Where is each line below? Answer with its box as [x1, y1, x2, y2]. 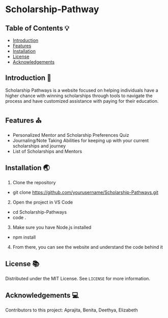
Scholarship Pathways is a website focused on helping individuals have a [5, 87, 158, 93]
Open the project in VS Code [12, 199, 73, 206]
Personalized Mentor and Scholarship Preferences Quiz [12, 132, 129, 138]
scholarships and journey [12, 142, 66, 149]
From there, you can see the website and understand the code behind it [12, 244, 163, 250]
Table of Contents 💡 [5, 24, 70, 33]
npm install [12, 234, 36, 240]
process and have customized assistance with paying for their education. [5, 98, 159, 104]
